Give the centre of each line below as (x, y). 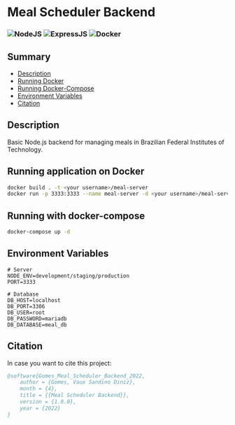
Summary (29, 57)
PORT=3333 (22, 282)
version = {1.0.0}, (48, 402)
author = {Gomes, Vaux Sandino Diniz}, (78, 382)
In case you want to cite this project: (59, 363)
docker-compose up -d (39, 232)
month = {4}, (39, 389)
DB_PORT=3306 (26, 306)
